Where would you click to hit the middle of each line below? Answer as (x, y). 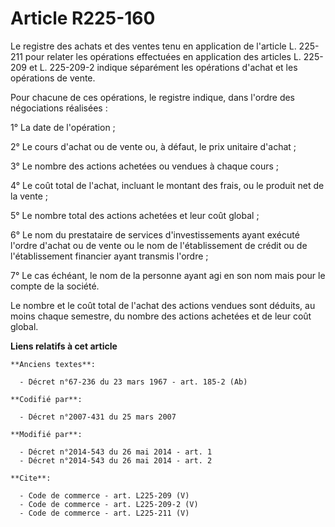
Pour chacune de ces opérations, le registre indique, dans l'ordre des (153, 97)
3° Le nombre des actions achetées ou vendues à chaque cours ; (145, 166)
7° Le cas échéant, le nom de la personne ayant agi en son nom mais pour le (168, 275)
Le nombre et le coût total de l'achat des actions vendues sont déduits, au (163, 305)
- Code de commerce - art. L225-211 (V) (104, 513)
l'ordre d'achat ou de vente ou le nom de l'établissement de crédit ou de (159, 245)
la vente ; (29, 196)
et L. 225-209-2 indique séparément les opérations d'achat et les (163, 67)
